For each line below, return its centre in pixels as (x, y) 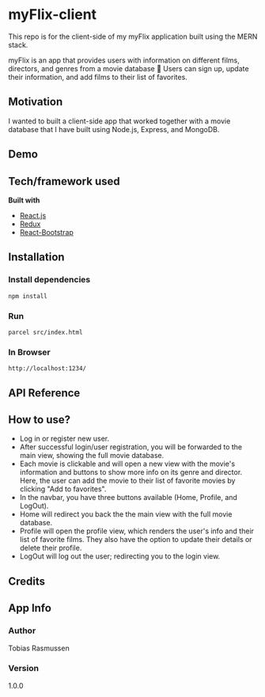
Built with (24, 200)
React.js (33, 215)
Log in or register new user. (64, 439)
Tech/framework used (64, 181)
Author (22, 631)
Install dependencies (49, 280)
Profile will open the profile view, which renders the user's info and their (137, 531)
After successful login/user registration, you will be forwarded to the (131, 447)
